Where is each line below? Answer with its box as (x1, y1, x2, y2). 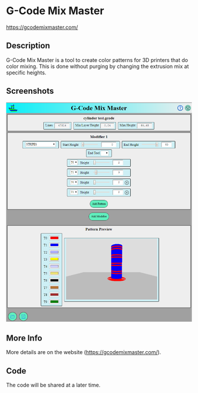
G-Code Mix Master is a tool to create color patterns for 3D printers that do (6, 56, 189, 63)
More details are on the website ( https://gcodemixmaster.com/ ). (6, 349, 161, 356)
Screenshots (6, 86, 54, 96)
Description (6, 41, 50, 51)
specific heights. (6, 69, 47, 76)
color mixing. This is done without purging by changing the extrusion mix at (6, 63, 189, 70)
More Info (6, 333, 42, 343)
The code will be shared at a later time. (6, 382, 101, 389)
